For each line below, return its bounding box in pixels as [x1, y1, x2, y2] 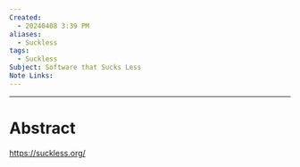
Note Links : [9, 71, 54, 80]
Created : [9, 13, 42, 22]
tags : [9, 46, 29, 55]
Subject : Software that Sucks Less [9, 63, 142, 72]
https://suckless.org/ [9, 147, 87, 158]
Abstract [9, 118, 76, 138]
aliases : [9, 29, 42, 38]
